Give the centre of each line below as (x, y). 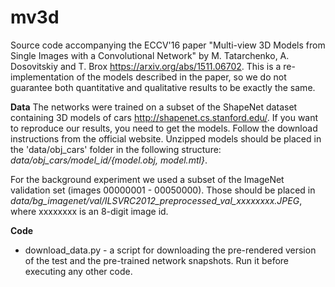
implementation (42, 77)
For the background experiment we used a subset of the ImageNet (147, 179)
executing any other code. (78, 271)
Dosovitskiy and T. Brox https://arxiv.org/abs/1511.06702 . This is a (146, 66)
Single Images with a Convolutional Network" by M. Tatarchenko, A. (150, 55)
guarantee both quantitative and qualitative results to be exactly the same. (163, 87)
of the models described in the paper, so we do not (181, 77)
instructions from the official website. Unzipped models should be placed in (166, 138)
